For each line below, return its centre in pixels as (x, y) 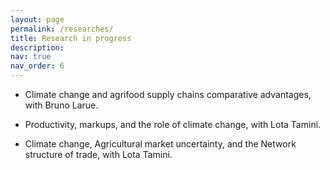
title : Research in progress (71, 38)
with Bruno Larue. (61, 105)
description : (37, 47)
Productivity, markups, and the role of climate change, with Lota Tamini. (173, 124)
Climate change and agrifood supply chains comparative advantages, (168, 94)
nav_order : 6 (37, 66)
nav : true (31, 57)
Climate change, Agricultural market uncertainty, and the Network (160, 144)
